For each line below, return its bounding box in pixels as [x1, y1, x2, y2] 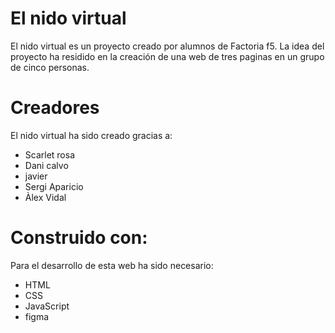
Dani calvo [24, 159, 69, 171]
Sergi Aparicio [24, 180, 84, 192]
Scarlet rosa [24, 148, 76, 161]
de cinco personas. [10, 61, 90, 73]
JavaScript [24, 300, 70, 312]
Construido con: [10, 227, 148, 249]
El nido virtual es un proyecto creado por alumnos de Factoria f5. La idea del [10, 40, 325, 52]
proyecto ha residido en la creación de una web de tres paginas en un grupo [10, 50, 325, 62]
